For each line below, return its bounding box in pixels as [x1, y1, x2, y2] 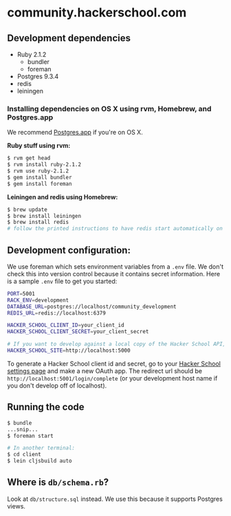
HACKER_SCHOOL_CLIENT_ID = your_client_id [7, 322, 125, 329]
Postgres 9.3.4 [16, 72, 59, 80]
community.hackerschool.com [7, 5, 187, 21]
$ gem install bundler [7, 174, 72, 181]
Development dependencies [7, 32, 131, 44]
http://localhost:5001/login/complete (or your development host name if [7, 374, 218, 382]
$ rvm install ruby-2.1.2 [7, 161, 81, 168]
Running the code [7, 401, 85, 413]
